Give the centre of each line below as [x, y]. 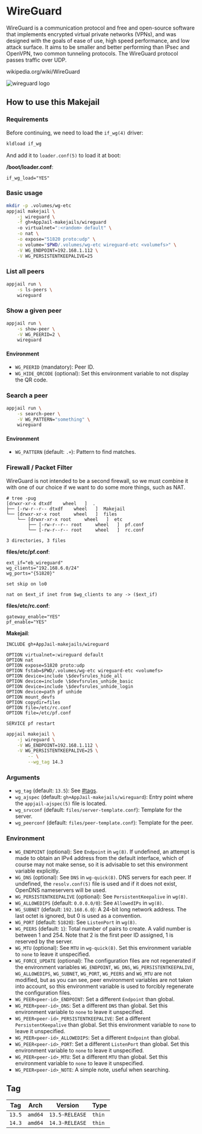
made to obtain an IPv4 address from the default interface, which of [99, 858]
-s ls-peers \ [35, 290]
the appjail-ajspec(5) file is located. [61, 803]
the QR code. [31, 380]
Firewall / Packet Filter [39, 468]
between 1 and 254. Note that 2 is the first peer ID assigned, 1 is [94, 935]
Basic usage [25, 193]
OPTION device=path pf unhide [44, 692]
